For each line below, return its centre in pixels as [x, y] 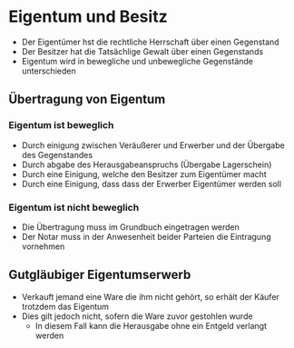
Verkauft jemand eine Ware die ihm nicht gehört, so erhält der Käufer [151, 296]
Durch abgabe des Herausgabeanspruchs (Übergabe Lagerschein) [147, 164]
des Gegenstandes [57, 154]
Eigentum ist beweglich [61, 125]
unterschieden [49, 71]
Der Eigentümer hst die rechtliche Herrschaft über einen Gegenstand [150, 42]
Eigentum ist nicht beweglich [74, 207]
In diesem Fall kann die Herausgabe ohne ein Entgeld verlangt [151, 325]
